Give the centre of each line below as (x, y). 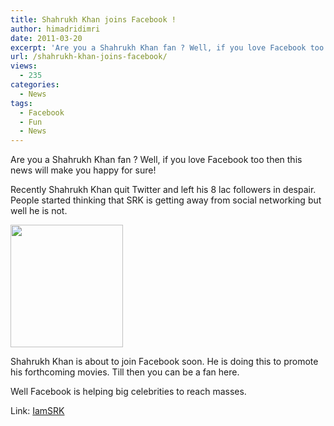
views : (24, 66)
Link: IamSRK (37, 411)
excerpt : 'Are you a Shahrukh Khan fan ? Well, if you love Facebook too (167, 47)
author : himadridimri (55, 29)
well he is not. (39, 211)
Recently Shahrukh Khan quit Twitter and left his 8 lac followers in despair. (163, 190)
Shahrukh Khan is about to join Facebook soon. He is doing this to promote (164, 362)
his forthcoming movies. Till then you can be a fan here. (125, 372)
